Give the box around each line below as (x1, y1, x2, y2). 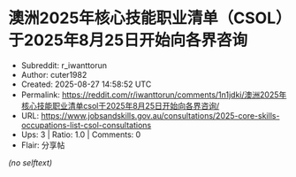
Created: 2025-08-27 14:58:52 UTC (20, 79, 152, 89)
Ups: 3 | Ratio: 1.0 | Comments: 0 (20, 129, 141, 140)
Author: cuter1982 (20, 69, 87, 80)
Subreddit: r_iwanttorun (20, 59, 108, 71)
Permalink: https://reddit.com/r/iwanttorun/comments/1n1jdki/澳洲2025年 (20, 89, 287, 100)
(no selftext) (8, 157, 53, 168)
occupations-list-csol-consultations (20, 119, 152, 130)
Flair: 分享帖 (20, 139, 65, 150)
